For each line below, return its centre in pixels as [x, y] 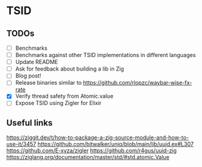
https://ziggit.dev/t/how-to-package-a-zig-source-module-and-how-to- [98, 138]
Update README [37, 62]
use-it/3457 [21, 144]
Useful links [30, 122]
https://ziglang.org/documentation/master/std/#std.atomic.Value [88, 157]
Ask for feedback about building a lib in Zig [70, 69]
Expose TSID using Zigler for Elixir [58, 103]
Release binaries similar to [48, 83]
